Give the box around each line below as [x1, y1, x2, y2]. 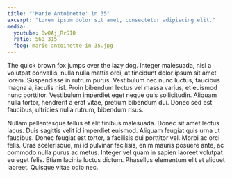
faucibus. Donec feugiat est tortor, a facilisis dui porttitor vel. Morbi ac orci [7, 134, 220, 142]
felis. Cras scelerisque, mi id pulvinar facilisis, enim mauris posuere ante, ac [7, 141, 224, 149]
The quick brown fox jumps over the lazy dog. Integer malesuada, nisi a [7, 62, 212, 69]
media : [7, 23, 26, 30]
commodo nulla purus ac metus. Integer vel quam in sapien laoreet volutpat [7, 148, 224, 157]
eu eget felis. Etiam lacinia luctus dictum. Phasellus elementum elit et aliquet [7, 156, 226, 163]
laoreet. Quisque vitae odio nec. [7, 163, 99, 171]
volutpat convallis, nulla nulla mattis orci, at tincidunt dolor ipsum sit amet [7, 69, 217, 77]
